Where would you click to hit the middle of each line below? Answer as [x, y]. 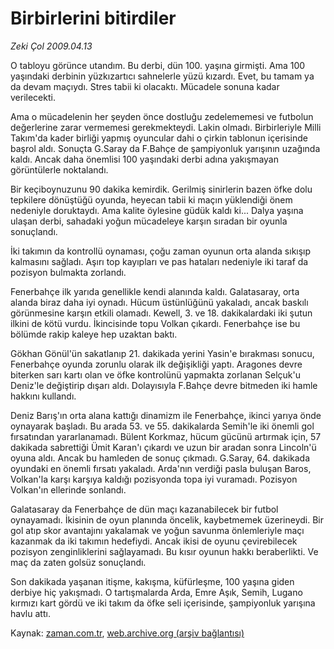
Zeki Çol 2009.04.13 [51, 46]
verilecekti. [33, 97]
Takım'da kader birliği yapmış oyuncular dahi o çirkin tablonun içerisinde [159, 138]
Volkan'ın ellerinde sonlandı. [68, 489]
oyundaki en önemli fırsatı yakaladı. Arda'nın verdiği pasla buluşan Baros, [161, 468]
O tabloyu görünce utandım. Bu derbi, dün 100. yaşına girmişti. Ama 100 [158, 65]
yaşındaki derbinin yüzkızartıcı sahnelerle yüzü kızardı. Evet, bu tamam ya [162, 76]
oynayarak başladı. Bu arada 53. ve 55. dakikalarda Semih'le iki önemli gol [162, 426]
